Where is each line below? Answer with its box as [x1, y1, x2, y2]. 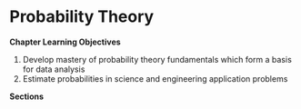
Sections [9, 91, 44, 102]
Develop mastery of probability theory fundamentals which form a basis [22, 54, 293, 64]
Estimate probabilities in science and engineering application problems [22, 73, 288, 84]
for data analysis [22, 64, 85, 74]
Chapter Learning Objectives [9, 36, 121, 47]
